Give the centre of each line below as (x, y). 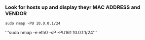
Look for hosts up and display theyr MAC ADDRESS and (73, 7)
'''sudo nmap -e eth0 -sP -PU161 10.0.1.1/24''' (51, 33)
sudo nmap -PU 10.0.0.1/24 (33, 23)
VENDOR (16, 13)
